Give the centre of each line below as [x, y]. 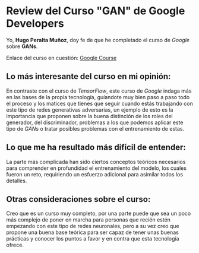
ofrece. [15, 245]
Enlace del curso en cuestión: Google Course [61, 58]
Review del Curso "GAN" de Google [96, 11]
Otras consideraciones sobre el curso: [78, 199]
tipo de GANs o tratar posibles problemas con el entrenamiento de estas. [95, 128]
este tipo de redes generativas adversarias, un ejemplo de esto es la [90, 110]
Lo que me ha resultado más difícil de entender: [96, 148]
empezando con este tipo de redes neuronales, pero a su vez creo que [93, 226]
